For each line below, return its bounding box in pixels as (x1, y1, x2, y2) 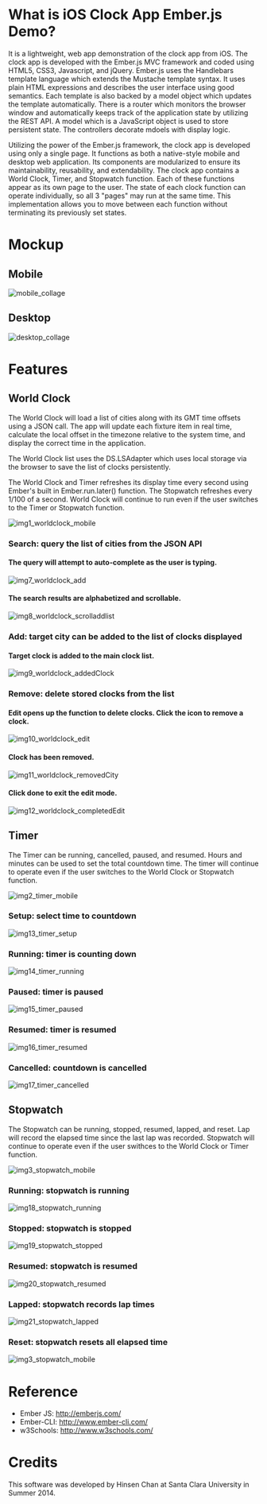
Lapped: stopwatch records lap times (8, 1298, 155, 1309)
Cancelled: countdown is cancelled (8, 1062, 147, 1073)
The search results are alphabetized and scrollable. (8, 594, 181, 603)
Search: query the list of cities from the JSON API (8, 538, 203, 549)
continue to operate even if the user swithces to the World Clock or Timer (8, 1141, 249, 1150)
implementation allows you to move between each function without (8, 199, 228, 208)
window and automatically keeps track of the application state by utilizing (8, 107, 249, 117)
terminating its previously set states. (8, 207, 127, 217)
